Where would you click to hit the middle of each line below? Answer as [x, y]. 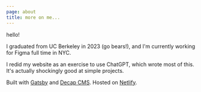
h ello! [13, 34]
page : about [21, 12]
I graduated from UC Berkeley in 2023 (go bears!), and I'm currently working [101, 46]
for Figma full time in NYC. [39, 52]
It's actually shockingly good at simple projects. [65, 70]
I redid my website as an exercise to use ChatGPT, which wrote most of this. [100, 64]
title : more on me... [33, 17]
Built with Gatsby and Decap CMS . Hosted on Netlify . [72, 82]
